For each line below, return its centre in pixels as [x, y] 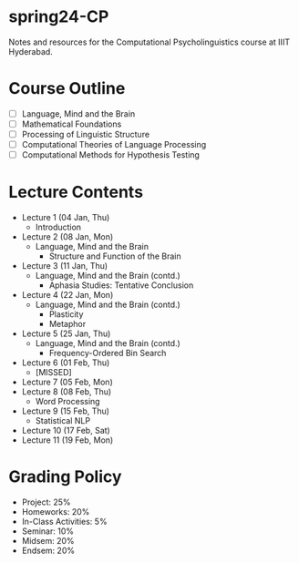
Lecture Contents [76, 192]
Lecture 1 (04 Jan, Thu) [66, 218]
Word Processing [68, 402]
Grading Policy [65, 477]
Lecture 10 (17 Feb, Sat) [66, 431]
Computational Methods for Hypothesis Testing [110, 155]
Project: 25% [46, 502]
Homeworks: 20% [56, 512]
